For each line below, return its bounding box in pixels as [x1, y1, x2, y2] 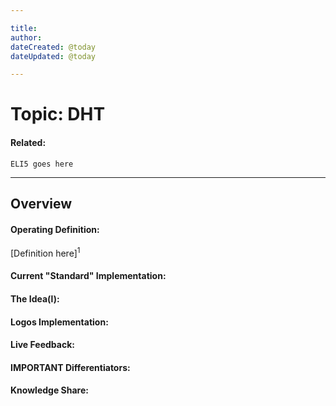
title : [10, 23, 38, 33]
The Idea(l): [10, 293, 60, 305]
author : [10, 32, 43, 43]
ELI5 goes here [10, 159, 74, 169]
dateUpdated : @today [10, 51, 97, 61]
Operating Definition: [10, 223, 100, 235]
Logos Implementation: [10, 316, 109, 328]
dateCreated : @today [10, 42, 97, 52]
